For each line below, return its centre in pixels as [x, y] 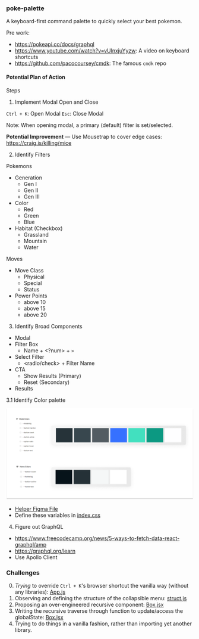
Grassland [36, 234]
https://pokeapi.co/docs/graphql [55, 44]
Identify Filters [32, 154]
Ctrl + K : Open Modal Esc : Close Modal [55, 113]
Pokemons [19, 166]
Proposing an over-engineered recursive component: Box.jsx [89, 604]
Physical [34, 277]
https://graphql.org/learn [45, 551]
